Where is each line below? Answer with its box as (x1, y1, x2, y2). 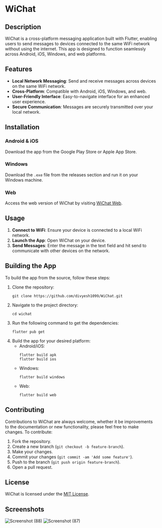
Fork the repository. (12, 438, 52, 444)
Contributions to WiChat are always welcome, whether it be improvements (5, 419, 153, 425)
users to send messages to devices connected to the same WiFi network (5, 41, 150, 47)
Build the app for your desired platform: (12, 338, 91, 343)
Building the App (5, 262, 57, 270)
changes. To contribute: (5, 429, 53, 435)
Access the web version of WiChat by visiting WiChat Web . (5, 200, 123, 206)
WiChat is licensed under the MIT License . (5, 491, 89, 497)
